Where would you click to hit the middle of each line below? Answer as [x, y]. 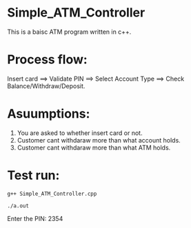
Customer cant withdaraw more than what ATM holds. [94, 147]
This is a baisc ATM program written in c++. [69, 32]
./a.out [18, 206]
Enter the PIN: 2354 [35, 218]
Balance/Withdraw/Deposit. [46, 86]
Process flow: [47, 60]
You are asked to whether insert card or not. [80, 133]
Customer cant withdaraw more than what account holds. [99, 140]
